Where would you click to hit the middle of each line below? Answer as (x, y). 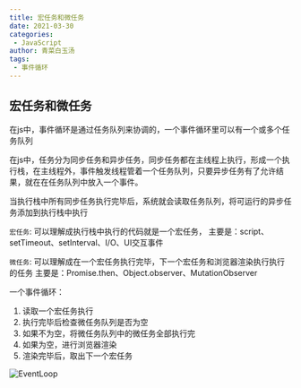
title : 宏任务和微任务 (47, 17)
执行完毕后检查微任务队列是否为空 (85, 322)
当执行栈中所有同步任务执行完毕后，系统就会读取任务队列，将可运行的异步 (146, 201)
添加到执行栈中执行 (52, 212)
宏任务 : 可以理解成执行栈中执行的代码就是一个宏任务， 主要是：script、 (139, 231)
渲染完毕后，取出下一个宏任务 (77, 356)
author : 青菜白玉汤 (42, 51)
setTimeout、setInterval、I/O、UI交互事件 (86, 242)
